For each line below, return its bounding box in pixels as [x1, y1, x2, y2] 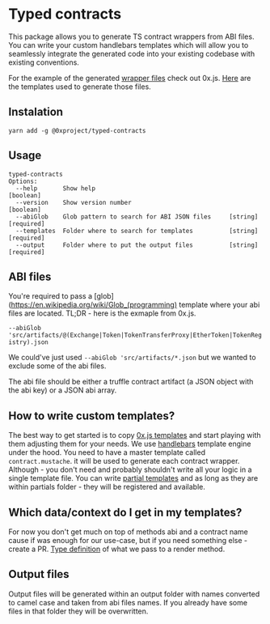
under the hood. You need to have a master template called [8, 448, 206, 457]
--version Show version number [15, 198, 132, 206]
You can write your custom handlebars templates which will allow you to [8, 40, 249, 49]
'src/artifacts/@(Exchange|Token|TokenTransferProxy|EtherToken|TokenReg [8, 331, 263, 340]
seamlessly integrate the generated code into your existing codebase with [8, 49, 255, 58]
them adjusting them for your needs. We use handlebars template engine [8, 439, 251, 449]
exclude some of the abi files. [8, 361, 107, 371]
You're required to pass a [8, 291, 93, 301]
